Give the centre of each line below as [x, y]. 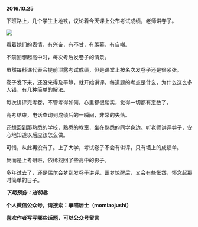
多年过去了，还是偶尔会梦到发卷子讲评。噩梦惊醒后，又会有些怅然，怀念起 [97, 172]
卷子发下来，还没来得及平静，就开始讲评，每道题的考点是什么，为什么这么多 [99, 82]
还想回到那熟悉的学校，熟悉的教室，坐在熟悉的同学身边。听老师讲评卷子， [97, 127]
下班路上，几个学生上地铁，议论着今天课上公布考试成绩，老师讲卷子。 [92, 21]
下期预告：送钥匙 [27, 193]
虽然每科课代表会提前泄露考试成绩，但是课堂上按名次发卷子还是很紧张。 [94, 70]
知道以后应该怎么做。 [42, 135]
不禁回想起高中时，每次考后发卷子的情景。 [58, 57]
